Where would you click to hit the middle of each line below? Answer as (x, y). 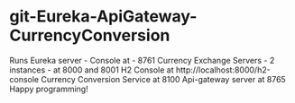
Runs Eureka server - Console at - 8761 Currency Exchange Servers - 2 (142, 60)
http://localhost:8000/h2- (223, 70)
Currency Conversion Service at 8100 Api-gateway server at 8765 (163, 79)
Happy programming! (49, 89)
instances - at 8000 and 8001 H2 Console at (92, 70)
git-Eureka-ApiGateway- (103, 17)
